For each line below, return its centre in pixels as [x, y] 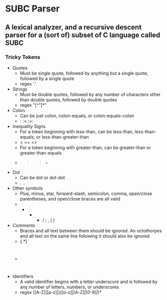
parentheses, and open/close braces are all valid [70, 198]
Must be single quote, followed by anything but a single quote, [84, 73]
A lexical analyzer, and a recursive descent [73, 27]
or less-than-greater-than [62, 137]
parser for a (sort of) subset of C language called [83, 35]
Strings [20, 89]
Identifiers [23, 276]
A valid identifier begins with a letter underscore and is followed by [89, 282]
